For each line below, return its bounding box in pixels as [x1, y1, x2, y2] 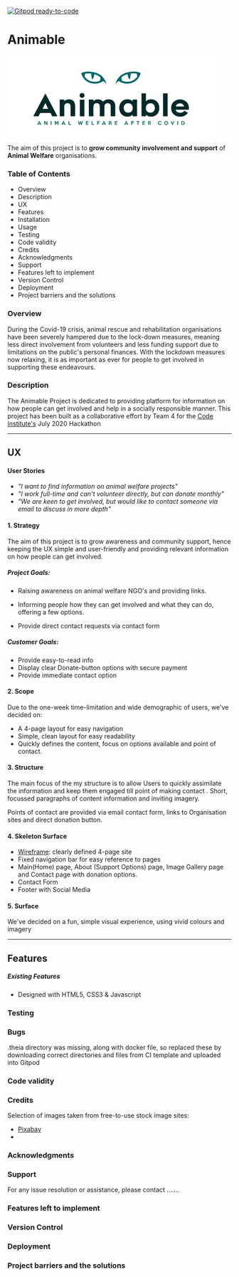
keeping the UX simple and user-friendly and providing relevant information [7, 544, 229, 553]
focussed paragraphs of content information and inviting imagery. [7, 794, 201, 802]
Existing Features [7, 972, 60, 981]
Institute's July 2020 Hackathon [7, 419, 101, 428]
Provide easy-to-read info [17, 655, 94, 664]
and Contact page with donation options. [17, 870, 137, 879]
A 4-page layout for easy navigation [17, 724, 123, 733]
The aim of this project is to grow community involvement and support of [7, 143, 226, 152]
